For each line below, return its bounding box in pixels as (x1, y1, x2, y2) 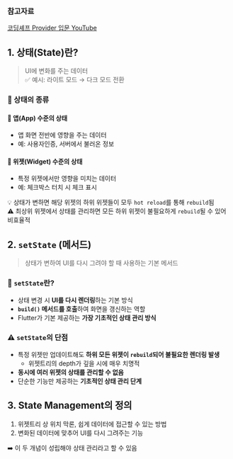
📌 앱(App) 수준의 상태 (7, 113, 68, 122)
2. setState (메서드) (7, 239, 92, 251)
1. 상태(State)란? (7, 46, 79, 58)
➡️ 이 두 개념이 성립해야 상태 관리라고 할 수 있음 (7, 443, 137, 452)
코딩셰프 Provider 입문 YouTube (7, 23, 97, 33)
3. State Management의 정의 (7, 399, 132, 412)
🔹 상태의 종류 (7, 95, 50, 105)
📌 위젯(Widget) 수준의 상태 (7, 157, 83, 166)
